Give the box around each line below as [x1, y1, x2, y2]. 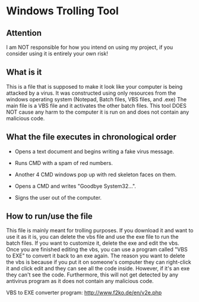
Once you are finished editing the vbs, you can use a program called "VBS [6, 246, 188, 253]
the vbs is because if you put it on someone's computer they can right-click [6, 259, 191, 266]
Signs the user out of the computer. [14, 194, 102, 201]
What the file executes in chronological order [6, 132, 177, 142]
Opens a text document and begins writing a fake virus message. [14, 148, 174, 155]
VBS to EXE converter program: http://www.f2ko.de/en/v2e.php [6, 289, 162, 296]
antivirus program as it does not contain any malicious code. [6, 278, 154, 285]
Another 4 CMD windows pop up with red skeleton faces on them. [14, 171, 177, 178]
